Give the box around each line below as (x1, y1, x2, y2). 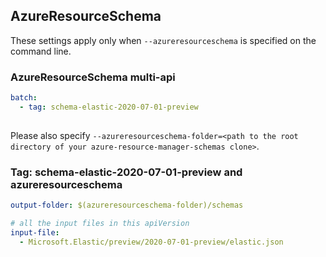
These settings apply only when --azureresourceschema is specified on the (10, 34, 317, 46)
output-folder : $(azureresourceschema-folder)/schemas (10, 200, 244, 211)
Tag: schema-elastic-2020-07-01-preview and (10, 165, 243, 179)
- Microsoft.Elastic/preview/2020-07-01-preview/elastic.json (19, 237, 284, 247)
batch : (10, 93, 38, 103)
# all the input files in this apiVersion (10, 218, 190, 228)
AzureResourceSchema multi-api (10, 70, 176, 84)
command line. (10, 45, 72, 57)
